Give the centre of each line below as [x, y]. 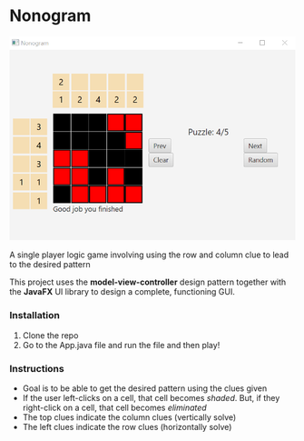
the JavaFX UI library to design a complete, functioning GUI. [123, 292]
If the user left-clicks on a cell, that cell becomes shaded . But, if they [151, 398]
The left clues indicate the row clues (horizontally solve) [127, 427]
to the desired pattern [50, 265]
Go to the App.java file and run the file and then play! [121, 345]
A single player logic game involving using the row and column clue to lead [149, 255]
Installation [35, 316]
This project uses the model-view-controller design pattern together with [148, 282]
